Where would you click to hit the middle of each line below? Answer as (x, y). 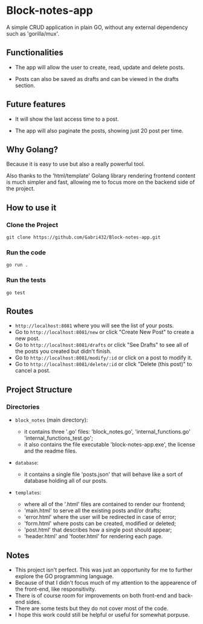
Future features (36, 104)
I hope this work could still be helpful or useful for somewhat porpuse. (102, 614)
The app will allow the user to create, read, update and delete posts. (100, 67)
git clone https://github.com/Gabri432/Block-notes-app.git (84, 237)
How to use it (31, 207)
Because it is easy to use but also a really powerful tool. (76, 164)
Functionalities (35, 53)
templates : (28, 492)
